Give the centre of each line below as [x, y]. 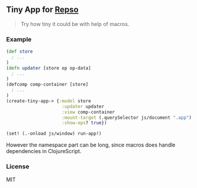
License [18, 167]
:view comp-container [88, 112]
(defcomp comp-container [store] [47, 85]
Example [19, 39]
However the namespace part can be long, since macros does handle [91, 145]
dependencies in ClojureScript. [44, 151]
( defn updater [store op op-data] [49, 68]
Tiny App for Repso [42, 10]
